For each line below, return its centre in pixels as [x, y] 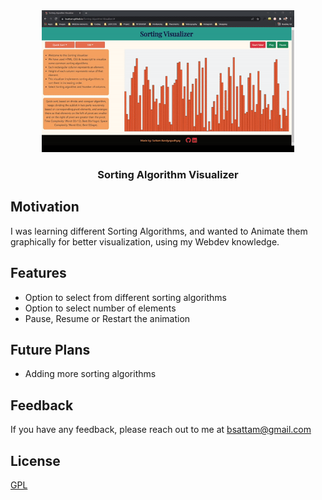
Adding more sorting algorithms [90, 374]
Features [38, 273]
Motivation [45, 207]
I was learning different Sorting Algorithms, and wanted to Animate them [159, 231]
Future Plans [50, 350]
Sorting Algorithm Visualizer [168, 175]
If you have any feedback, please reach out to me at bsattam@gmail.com [161, 430]
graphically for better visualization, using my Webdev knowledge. [145, 241]
